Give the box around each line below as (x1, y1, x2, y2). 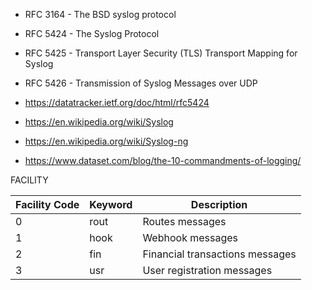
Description (190, 198, 248, 211)
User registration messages (142, 264, 273, 277)
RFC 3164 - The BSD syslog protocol (24, 9, 177, 20)
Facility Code (15, 198, 80, 211)
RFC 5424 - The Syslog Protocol (24, 28, 160, 39)
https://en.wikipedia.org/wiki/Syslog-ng (24, 135, 189, 147)
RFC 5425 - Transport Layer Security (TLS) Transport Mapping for (24, 47, 298, 59)
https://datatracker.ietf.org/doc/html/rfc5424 (24, 97, 210, 108)
